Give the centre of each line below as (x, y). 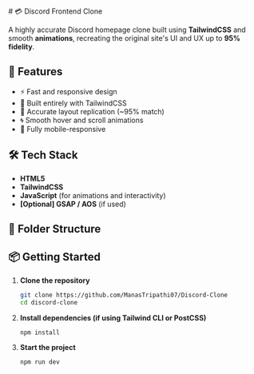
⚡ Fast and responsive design (68, 91)
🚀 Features (36, 72)
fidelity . (22, 47)
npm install (40, 332)
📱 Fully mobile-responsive (63, 129)
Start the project (48, 348)
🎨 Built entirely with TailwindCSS (73, 103)
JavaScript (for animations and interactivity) (93, 195)
